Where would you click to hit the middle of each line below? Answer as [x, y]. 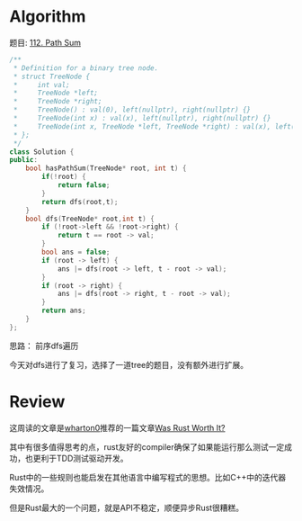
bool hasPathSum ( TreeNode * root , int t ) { [106, 168]
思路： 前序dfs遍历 [44, 346]
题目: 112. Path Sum [45, 42]
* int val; [41, 85]
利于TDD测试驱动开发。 [84, 458]
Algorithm [48, 17]
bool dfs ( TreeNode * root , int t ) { [90, 219]
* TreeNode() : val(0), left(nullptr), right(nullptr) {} [132, 110]
